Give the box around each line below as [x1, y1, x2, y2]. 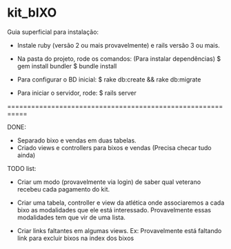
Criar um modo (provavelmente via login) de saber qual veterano [17, 178, 201, 186]
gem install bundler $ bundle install [17, 62, 117, 70]
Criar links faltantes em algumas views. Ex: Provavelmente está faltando [17, 226, 222, 234]
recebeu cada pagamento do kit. [17, 185, 110, 193]
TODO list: [7, 164, 37, 172]
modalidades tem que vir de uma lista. [17, 213, 126, 221]
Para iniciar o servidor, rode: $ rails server [17, 89, 137, 97]
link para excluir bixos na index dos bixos [17, 234, 134, 242]
